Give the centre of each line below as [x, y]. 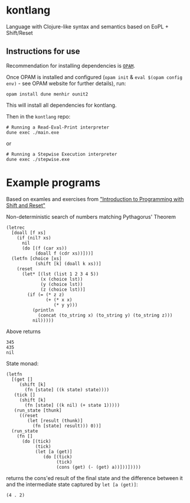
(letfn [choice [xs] [37, 258]
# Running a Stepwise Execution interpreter [62, 154]
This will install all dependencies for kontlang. [61, 105]
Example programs [53, 183]
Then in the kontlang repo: [38, 116]
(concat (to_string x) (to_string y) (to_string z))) [105, 315]
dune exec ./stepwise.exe [38, 159]
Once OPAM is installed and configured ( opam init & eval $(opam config [94, 77]
